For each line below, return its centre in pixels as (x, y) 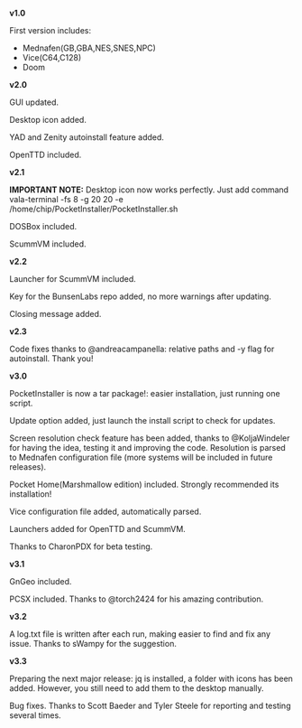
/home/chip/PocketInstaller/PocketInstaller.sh (94, 209)
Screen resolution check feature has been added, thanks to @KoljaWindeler (150, 438)
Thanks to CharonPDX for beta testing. (81, 546)
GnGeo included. (41, 581)
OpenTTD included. (46, 154)
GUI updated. (34, 102)
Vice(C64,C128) (52, 57)
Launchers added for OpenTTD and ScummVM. (98, 529)
